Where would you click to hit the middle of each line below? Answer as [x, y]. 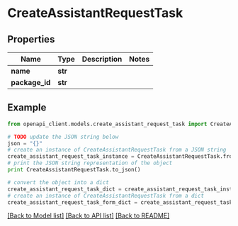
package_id [31, 83]
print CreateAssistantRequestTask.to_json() [74, 170]
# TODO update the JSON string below [63, 137]
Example [27, 108]
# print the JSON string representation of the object [90, 163]
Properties [31, 39]
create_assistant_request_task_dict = [64, 189]
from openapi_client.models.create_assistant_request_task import [107, 124]
